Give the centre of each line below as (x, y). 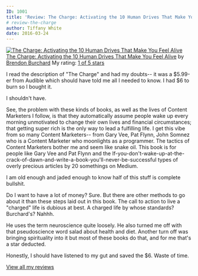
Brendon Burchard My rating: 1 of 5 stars (55, 63)
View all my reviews (30, 267)
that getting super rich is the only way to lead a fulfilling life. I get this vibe (96, 129)
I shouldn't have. (26, 98)
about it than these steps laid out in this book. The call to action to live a (93, 202)
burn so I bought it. (29, 87)
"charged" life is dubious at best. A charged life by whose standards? (90, 208)
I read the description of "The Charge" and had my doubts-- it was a (89, 74)
